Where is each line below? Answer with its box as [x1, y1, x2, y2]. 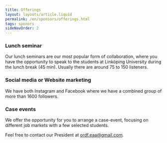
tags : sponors [5, 21, 35, 26]
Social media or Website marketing [5, 77, 91, 84]
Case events [5, 106, 36, 113]
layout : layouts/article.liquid [5, 12, 72, 17]
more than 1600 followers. [5, 93, 59, 99]
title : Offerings [5, 7, 41, 12]
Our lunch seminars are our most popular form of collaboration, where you [5, 53, 158, 60]
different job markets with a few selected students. [5, 123, 109, 129]
